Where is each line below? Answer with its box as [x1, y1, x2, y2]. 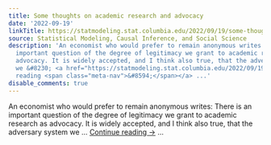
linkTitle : [8, 27, 45, 35]
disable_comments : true [8, 79, 89, 87]
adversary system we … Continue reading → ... [8, 126, 164, 137]
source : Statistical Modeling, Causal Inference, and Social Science [8, 34, 248, 43]
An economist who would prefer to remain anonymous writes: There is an [8, 101, 252, 111]
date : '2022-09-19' [8, 19, 74, 27]
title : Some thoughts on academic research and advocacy [8, 11, 204, 20]
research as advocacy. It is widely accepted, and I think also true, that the [8, 118, 253, 128]
